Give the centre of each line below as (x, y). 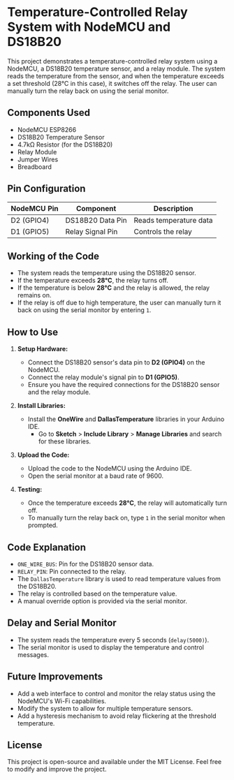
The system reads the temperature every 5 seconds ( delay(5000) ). (113, 640)
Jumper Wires (38, 159)
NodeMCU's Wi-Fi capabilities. (62, 701)
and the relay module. (59, 392)
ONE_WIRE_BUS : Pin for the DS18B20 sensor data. (86, 564)
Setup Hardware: (43, 349)
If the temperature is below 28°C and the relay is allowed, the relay (114, 288)
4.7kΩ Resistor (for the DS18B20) (65, 145)
